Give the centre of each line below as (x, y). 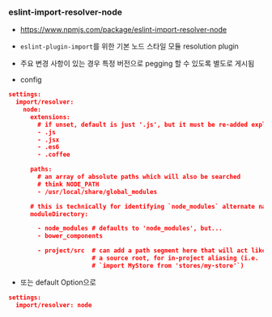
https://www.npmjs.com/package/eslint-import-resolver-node (123, 30)
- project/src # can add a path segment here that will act (143, 251)
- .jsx (49, 140)
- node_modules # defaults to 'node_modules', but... (130, 229)
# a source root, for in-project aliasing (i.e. (175, 258)
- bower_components (70, 236)
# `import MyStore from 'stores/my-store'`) (168, 265)
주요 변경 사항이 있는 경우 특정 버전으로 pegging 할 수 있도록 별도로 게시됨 (137, 64)
